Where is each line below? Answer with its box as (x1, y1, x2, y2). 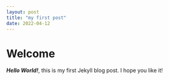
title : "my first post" (6, 15, 67, 21)
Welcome (6, 46, 55, 60)
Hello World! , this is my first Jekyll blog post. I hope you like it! (6, 67, 163, 74)
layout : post (6, 9, 40, 15)
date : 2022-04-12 (6, 20, 50, 26)
